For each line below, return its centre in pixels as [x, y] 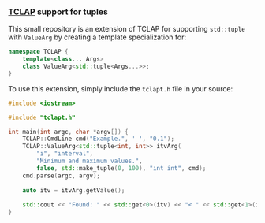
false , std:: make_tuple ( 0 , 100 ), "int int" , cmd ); [121, 168]
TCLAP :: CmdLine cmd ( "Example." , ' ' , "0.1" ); [99, 139]
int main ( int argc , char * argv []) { [68, 132]
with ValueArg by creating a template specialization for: [97, 37]
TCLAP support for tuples [58, 12]
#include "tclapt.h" [42, 117]
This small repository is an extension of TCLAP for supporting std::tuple [127, 29]
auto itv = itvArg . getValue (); [74, 190]
